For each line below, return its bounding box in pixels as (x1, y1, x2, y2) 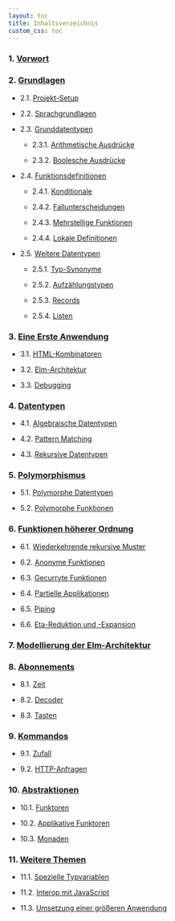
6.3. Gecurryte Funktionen (19, 573, 107, 582)
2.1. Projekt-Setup (19, 93, 79, 103)
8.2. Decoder (19, 695, 64, 704)
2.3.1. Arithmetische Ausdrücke (31, 140, 135, 149)
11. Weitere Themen (8, 854, 87, 865)
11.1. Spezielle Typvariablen (19, 872, 110, 882)
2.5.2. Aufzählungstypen (31, 279, 114, 289)
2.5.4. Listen (31, 311, 74, 320)
